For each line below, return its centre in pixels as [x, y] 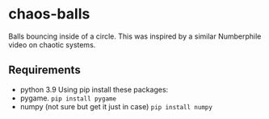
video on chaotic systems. [52, 44]
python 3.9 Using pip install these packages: [94, 89]
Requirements [44, 70]
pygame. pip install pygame [68, 98]
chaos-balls [49, 14]
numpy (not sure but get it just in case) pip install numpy [116, 106]
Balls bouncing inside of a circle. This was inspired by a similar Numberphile [135, 36]
